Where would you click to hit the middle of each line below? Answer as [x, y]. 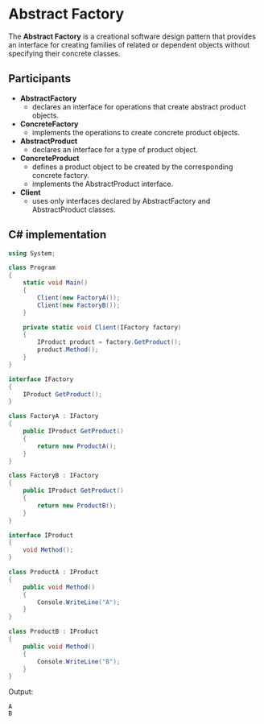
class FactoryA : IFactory [54, 416]
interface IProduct [41, 535]
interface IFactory [41, 379]
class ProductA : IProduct [54, 573]
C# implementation [58, 235]
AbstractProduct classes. [74, 209]
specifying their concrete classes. [64, 53]
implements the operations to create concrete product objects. [136, 132]
